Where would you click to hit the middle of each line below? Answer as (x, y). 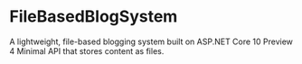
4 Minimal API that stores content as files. (87, 50)
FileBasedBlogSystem (94, 17)
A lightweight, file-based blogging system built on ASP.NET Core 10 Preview (151, 41)
